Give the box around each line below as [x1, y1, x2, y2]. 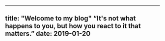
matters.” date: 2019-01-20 [5, 30, 91, 38]
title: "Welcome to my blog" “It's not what [5, 14, 136, 22]
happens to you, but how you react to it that [5, 22, 141, 30]
